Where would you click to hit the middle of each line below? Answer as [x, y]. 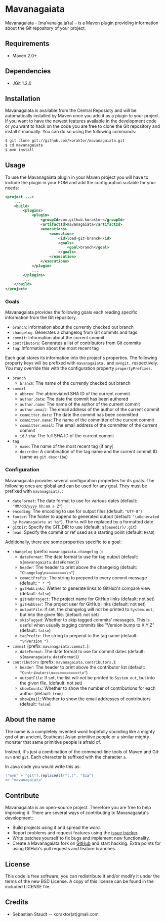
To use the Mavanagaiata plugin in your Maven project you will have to [77, 177]
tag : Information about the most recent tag [56, 348]
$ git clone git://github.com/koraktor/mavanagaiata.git [65, 141]
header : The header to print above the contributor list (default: [83, 667]
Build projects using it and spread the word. [57, 827]
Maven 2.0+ [24, 55]
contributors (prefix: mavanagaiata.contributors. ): [64, 662]
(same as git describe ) [44, 457]
